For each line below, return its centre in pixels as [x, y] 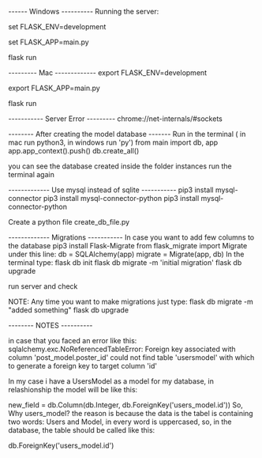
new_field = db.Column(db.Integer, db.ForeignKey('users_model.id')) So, [125, 405]
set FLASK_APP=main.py [49, 42]
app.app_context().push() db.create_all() [74, 151]
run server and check [43, 286]
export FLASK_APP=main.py [54, 88]
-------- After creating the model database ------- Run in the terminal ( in [127, 134]
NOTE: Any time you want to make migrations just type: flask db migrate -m [131, 301]
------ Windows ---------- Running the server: [84, 11]
